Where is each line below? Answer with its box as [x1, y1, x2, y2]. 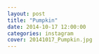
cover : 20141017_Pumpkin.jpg [7, 36, 93, 43]
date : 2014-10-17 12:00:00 [7, 23, 86, 30]
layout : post [7, 10, 46, 18]
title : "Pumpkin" [7, 17, 58, 24]
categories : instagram [7, 29, 74, 37]
